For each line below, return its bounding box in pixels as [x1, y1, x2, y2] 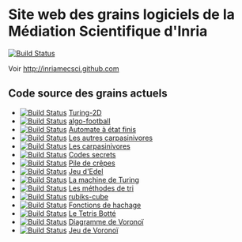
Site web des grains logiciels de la [8, 6, 236, 24]
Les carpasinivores [68, 141, 130, 151]
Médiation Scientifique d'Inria [8, 22, 208, 40]
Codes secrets [68, 149, 116, 159]
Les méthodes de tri [68, 183, 134, 193]
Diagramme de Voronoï [68, 217, 144, 226]
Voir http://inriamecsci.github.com [8, 63, 120, 73]
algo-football [68, 116, 111, 126]
